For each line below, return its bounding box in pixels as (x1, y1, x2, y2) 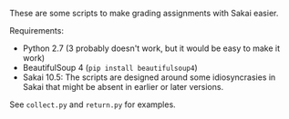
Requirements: (9, 25, 64, 35)
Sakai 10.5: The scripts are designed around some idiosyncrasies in (22, 72, 276, 83)
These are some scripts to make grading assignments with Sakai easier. (9, 8, 279, 18)
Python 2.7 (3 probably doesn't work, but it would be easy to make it (22, 43, 281, 54)
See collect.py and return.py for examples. (9, 99, 176, 110)
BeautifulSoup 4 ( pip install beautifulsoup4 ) (22, 63, 198, 73)
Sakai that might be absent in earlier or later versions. (22, 82, 224, 92)
